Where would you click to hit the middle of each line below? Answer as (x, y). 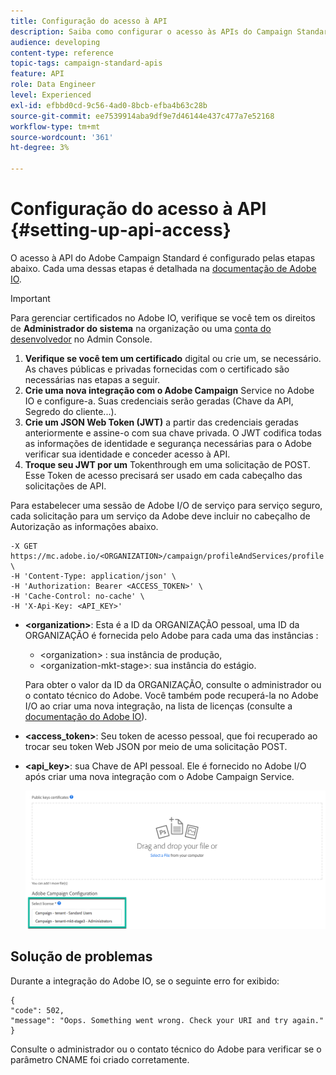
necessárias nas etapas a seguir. (92, 379)
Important (30, 298)
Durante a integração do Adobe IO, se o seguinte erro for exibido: (145, 981)
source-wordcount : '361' (62, 137)
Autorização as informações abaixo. (84, 526)
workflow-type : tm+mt (55, 126)
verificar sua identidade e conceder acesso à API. (127, 454)
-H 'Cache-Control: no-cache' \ (77, 596)
